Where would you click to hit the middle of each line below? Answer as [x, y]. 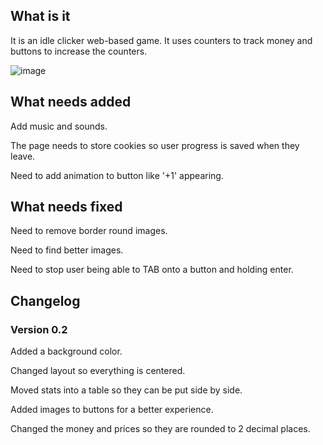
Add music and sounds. [59, 126]
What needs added [71, 102]
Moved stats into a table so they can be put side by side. [126, 390]
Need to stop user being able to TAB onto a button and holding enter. [152, 270]
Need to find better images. [67, 250]
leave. [23, 156]
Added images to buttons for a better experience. [112, 410]
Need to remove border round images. [89, 231]
